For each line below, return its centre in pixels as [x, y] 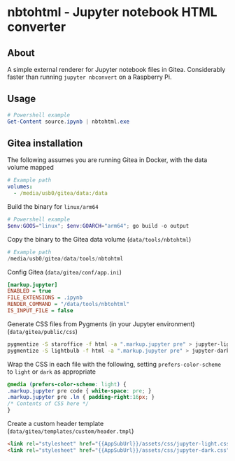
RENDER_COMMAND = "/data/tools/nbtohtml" [69, 305]
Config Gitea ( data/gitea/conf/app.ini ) [65, 272]
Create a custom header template [56, 424]
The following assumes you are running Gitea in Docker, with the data [107, 160]
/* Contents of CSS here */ [48, 404]
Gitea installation [45, 143]
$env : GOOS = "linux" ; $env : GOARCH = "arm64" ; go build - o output [98, 226]
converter [37, 27]
